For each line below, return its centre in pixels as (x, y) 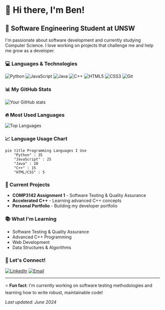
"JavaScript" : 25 (33, 159)
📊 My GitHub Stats (28, 89)
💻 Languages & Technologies (41, 64)
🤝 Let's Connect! (25, 260)
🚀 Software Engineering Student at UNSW (70, 28)
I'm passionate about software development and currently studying (73, 40)
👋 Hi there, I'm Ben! (45, 10)
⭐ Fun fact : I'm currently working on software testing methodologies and (79, 285)
